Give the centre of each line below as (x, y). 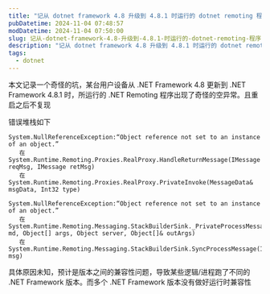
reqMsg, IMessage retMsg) (51, 167)
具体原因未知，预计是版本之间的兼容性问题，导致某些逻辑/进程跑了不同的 (129, 271)
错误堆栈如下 (29, 122)
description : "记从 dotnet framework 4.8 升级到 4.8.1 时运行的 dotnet (125, 46)
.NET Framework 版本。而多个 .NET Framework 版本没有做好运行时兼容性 (130, 282)
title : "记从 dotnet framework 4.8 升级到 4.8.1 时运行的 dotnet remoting (131, 16)
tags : (17, 53)
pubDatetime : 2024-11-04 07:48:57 (66, 23)
